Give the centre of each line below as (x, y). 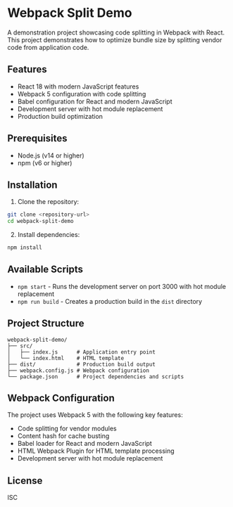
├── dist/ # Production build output (82, 364)
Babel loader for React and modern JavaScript (85, 444)
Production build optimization (60, 116)
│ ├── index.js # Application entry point (82, 352)
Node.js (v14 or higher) (51, 155)
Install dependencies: (49, 235)
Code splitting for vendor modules (67, 429)
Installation (32, 185)
